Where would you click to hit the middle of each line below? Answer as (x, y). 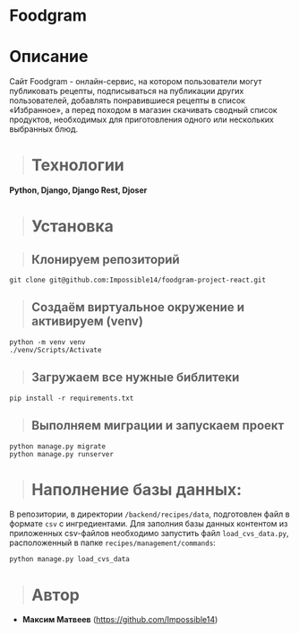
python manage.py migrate (57, 446)
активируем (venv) (87, 321)
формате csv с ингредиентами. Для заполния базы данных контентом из (149, 524)
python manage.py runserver (62, 454)
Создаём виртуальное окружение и (137, 307)
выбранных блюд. (44, 129)
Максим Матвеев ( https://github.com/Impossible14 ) (120, 620)
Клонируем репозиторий (106, 260)
